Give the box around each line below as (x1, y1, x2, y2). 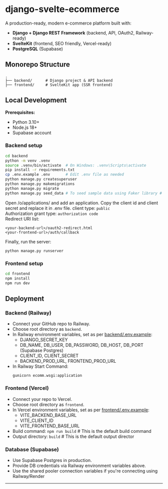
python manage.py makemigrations (5, 181, 75, 186)
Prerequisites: (5, 109, 35, 115)
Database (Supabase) (5, 446, 59, 453)
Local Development (5, 96, 67, 105)
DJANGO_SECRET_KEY (19, 337, 68, 343)
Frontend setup (5, 260, 43, 267)
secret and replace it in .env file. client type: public (5, 205, 110, 211)
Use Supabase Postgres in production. (12, 457, 92, 463)
